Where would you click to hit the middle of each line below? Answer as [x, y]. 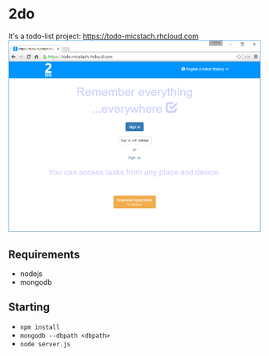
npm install [40, 327]
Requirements [44, 254]
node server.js [45, 344]
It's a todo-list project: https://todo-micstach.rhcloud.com [103, 36]
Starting [29, 308]
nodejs [31, 274]
